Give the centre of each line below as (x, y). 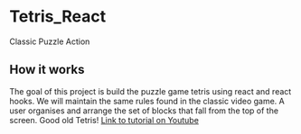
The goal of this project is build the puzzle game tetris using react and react (150, 91)
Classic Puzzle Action (50, 41)
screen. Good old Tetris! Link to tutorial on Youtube (104, 120)
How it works (47, 70)
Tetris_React (58, 17)
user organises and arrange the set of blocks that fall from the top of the (144, 111)
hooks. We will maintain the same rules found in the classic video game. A (147, 101)
